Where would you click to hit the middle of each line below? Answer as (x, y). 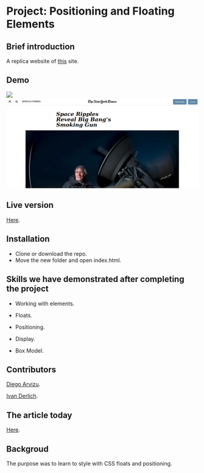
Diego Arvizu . (23, 384)
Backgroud (27, 449)
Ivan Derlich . (22, 396)
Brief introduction (40, 47)
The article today (39, 415)
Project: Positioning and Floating (90, 11)
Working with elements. (45, 303)
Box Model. (29, 350)
